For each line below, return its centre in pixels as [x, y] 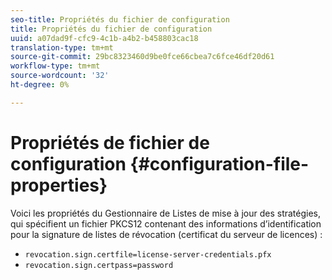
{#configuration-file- [219, 163]
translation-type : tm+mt [62, 47]
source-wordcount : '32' [60, 76]
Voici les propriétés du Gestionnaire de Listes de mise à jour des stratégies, [166, 213]
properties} [59, 185]
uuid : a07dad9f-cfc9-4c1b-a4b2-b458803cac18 [104, 38]
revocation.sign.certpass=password [99, 265]
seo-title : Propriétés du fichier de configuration [120, 19]
